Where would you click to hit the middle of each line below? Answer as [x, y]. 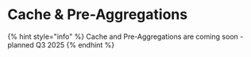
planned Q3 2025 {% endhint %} [61, 44]
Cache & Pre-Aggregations [98, 15]
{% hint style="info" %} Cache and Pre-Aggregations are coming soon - [125, 36]
